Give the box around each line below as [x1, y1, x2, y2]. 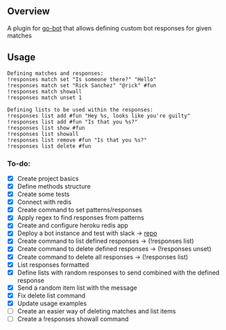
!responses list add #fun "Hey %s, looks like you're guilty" [7, 112, 191, 119]
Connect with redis [17, 198, 71, 207]
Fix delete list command [17, 291, 86, 299]
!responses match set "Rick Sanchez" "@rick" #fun [7, 82, 157, 89]
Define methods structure [17, 182, 92, 190]
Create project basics [17, 174, 79, 182]
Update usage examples [17, 299, 87, 307]
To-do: [7, 159, 31, 168]
